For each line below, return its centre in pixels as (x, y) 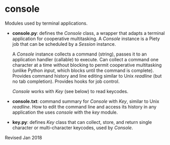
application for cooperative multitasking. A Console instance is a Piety (86, 39)
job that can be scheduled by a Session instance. (64, 44)
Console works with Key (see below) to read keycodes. (70, 91)
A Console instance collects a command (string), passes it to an (79, 54)
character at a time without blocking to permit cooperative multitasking (87, 65)
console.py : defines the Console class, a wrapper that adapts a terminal (88, 33)
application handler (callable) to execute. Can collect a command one (85, 59)
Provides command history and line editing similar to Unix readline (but (87, 76)
